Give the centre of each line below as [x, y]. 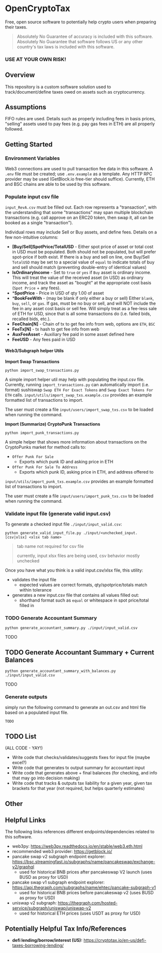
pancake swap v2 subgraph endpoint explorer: [59, 856]
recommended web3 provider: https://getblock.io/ [62, 852]
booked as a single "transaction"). [39, 223]
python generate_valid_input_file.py [43, 533]
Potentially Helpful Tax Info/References [66, 928]
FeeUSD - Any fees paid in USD [44, 340]
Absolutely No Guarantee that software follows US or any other [80, 41]
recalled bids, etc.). [31, 319]
